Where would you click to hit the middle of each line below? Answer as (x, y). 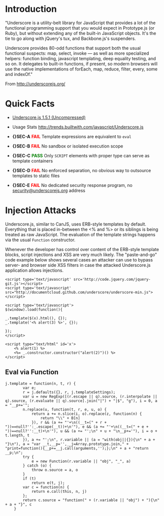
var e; (30, 388)
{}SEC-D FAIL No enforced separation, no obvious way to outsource (82, 170)
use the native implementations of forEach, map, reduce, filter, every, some (81, 69)
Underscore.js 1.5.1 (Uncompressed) (49, 117)
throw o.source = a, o (55, 470)
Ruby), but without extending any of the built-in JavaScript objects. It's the (81, 33)
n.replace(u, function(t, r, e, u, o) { (65, 409)
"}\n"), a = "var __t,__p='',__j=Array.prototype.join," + (67, 444)
